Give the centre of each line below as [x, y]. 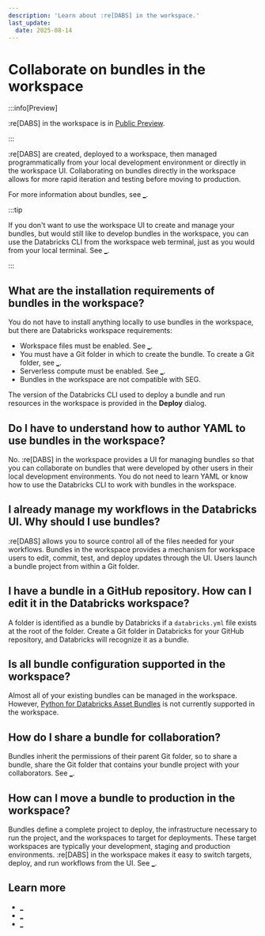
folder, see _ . [40, 363]
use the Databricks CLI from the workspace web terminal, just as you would [131, 242]
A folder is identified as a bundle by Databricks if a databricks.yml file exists [132, 623]
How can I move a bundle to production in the [122, 798]
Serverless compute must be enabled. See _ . [93, 371]
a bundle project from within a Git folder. [74, 566]
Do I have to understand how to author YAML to [127, 428]
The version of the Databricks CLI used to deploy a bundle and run [117, 395]
